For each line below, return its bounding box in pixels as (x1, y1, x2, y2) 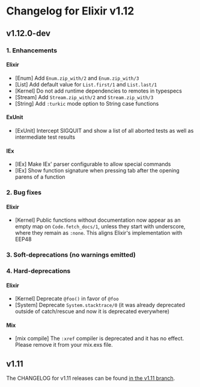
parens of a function (14, 173, 65, 181)
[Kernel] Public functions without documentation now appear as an (14, 216, 181, 224)
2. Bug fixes (6, 188, 42, 197)
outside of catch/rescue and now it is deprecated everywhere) (14, 308, 170, 315)
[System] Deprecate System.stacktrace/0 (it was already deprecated (14, 302, 185, 309)
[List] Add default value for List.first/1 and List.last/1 (14, 81, 157, 88)
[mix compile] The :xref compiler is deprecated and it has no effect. (14, 335, 184, 342)
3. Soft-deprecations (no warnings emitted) (6, 251, 136, 259)
